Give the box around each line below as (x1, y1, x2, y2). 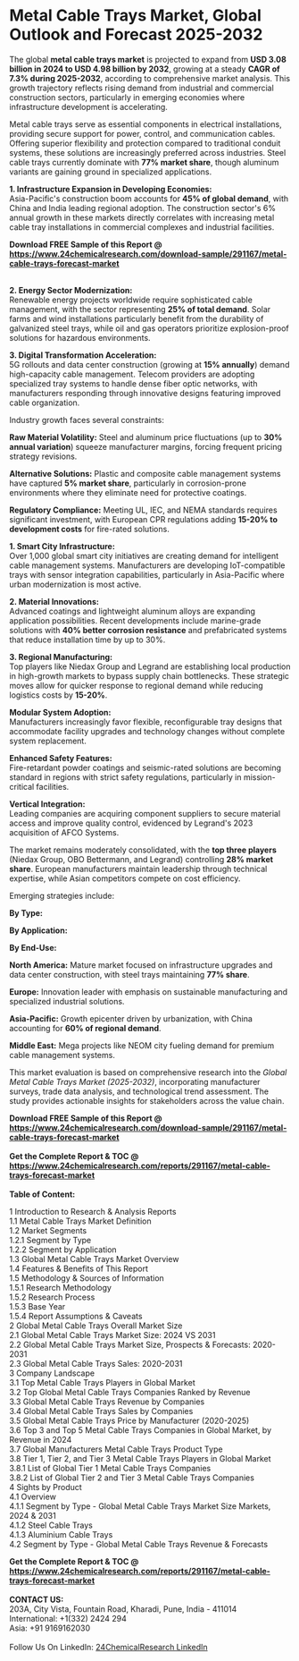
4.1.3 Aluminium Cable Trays (9, 1529, 113, 1539)
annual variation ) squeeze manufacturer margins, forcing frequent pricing (9, 441, 283, 452)
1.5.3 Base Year (9, 1301, 66, 1311)
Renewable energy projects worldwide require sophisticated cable (9, 294, 253, 305)
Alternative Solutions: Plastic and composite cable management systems (9, 468, 281, 479)
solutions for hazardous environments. (9, 332, 151, 343)
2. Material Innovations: (9, 596, 100, 606)
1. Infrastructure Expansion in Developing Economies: (9, 183, 212, 194)
